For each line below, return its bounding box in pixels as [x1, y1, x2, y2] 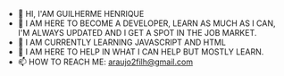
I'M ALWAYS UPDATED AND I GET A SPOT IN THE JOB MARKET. [17, 28, 257, 38]
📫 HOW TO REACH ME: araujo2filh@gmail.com [17, 56, 194, 67]
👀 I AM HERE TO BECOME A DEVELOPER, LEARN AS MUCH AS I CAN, [17, 18, 276, 29]
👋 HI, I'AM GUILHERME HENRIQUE [17, 9, 145, 19]
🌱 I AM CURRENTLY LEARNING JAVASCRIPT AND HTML [17, 37, 226, 47]
